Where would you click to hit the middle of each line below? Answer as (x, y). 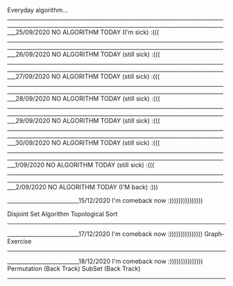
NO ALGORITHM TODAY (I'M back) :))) (103, 187)
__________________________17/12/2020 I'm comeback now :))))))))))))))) (105, 234)
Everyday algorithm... (37, 10)
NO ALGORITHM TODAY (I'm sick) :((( (105, 32)
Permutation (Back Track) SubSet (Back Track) (74, 269)
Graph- (215, 234)
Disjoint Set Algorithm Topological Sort (62, 214)
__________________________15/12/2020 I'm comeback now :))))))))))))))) (105, 200)
